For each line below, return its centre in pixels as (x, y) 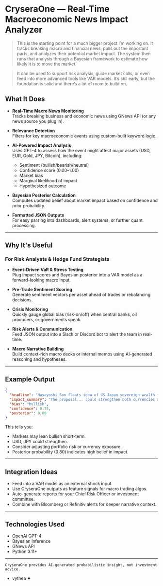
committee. (23, 499)
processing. (24, 225)
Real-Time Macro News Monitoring (48, 111)
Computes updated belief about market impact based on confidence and (85, 200)
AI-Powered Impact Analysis (41, 145)
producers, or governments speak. (47, 320)
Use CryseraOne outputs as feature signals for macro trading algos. (80, 489)
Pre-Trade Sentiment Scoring (42, 290)
